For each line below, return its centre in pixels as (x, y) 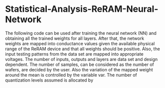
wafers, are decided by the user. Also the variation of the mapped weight (79, 69)
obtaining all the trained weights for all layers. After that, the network (75, 38)
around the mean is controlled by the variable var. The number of (71, 75)
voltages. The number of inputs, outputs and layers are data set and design (82, 59)
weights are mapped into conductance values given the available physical (80, 43)
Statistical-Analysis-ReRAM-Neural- (82, 9)
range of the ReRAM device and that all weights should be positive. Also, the (82, 49)
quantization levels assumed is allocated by (49, 80)
